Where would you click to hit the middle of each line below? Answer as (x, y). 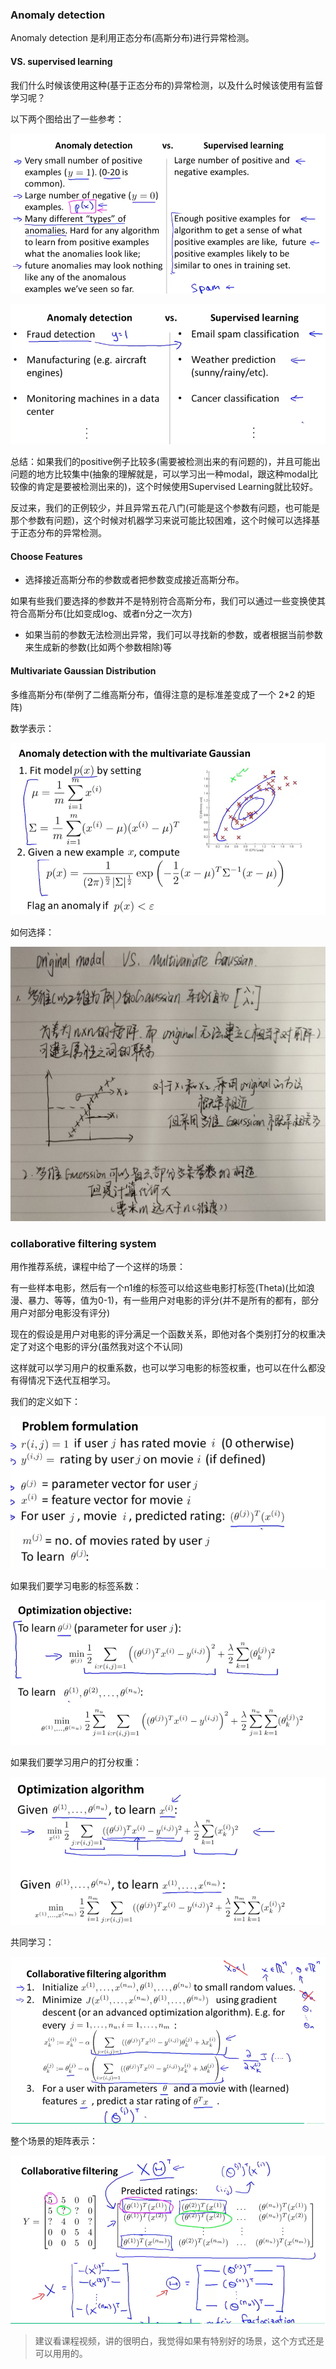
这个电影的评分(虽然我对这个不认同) (110, 1347)
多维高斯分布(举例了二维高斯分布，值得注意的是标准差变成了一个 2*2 (153, 694)
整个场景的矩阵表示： (54, 2140)
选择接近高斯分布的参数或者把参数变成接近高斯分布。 (134, 580)
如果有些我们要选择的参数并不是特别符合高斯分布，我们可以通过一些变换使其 (168, 601)
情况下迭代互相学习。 (71, 1380)
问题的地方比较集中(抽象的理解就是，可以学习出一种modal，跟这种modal (160, 474)
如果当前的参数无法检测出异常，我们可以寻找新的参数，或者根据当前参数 (173, 635)
